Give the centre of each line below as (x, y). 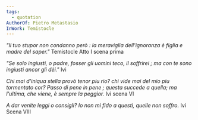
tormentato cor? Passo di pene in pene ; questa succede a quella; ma (92, 88)
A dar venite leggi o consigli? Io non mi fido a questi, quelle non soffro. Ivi (96, 106)
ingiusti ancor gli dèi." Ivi (36, 70)
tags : (13, 12)
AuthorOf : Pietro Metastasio (42, 23)
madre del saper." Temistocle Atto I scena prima (65, 52)
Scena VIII (19, 112)
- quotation (26, 17)
